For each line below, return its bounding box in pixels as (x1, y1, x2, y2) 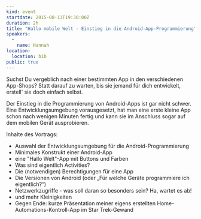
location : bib (11, 53, 47, 59)
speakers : (6, 31, 31, 37)
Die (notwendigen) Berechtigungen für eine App (14, 167, 133, 175)
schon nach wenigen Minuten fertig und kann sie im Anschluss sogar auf (6, 112, 186, 120)
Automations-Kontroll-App (14, 206, 80, 213)
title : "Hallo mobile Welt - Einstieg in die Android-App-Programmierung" (6, 25, 197, 32)
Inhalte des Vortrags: (6, 130, 58, 138)
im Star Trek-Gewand (81, 206, 133, 213)
